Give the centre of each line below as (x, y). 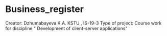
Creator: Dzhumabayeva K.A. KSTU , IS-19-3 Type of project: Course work (83, 23)
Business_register (45, 9)
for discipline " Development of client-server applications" (66, 28)
